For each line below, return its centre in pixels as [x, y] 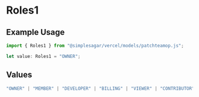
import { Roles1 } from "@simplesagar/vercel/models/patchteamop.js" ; [95, 46]
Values [19, 75]
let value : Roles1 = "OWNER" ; [44, 56]
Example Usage [36, 32]
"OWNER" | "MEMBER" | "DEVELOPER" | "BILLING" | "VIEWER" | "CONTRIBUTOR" [100, 88]
